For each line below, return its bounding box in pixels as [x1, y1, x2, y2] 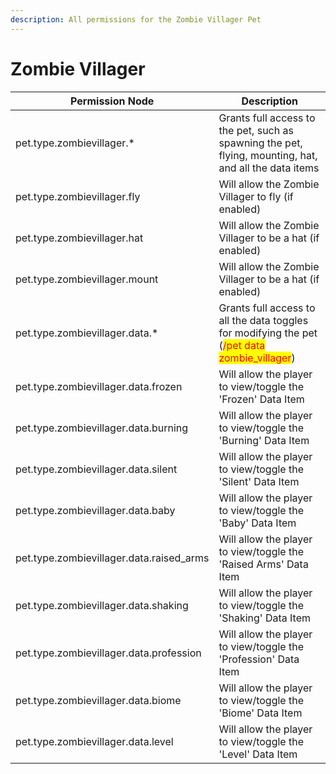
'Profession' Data [218, 652, 300, 666]
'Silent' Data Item [218, 474, 300, 488]
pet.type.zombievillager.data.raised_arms [15, 551, 210, 565]
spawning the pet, [218, 136, 303, 150]
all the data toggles [218, 313, 309, 327]
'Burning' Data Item [218, 433, 310, 447]
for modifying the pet [218, 326, 318, 340]
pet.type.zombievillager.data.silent [15, 462, 178, 476]
